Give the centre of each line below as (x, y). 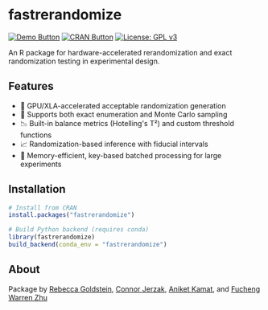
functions (36, 135)
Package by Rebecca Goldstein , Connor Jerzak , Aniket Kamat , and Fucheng (134, 289)
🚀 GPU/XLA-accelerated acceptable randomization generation (123, 105)
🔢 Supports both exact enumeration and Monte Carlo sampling (124, 114)
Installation (37, 189)
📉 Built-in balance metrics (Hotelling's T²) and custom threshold (127, 123)
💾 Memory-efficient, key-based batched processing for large (121, 155)
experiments (41, 164)
